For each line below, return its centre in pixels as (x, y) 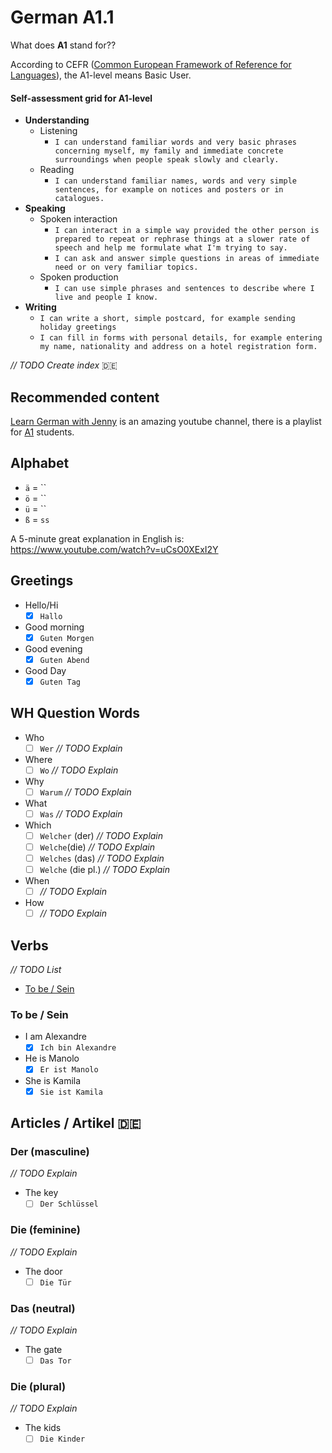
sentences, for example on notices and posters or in (169, 190)
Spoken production (79, 277)
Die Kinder (62, 1439)
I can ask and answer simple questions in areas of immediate (187, 259)
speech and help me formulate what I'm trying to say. (171, 248)
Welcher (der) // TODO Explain (101, 835)
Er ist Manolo (69, 1070)
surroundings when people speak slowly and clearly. (167, 160)
